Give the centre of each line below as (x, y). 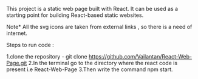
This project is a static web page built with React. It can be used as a (92, 9)
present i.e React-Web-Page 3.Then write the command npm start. (90, 69)
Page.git (17, 63)
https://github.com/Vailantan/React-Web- (140, 56)
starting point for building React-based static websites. (75, 15)
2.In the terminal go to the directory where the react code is (103, 63)
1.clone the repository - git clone (47, 56)
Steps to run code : (30, 45)
